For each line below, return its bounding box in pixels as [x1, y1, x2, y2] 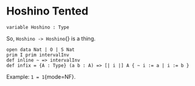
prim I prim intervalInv [6, 51, 69, 58]
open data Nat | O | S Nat [6, 47, 75, 53]
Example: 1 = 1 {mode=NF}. [6, 73, 76, 80]
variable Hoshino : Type [6, 24, 69, 30]
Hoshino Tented [6, 4, 88, 18]
